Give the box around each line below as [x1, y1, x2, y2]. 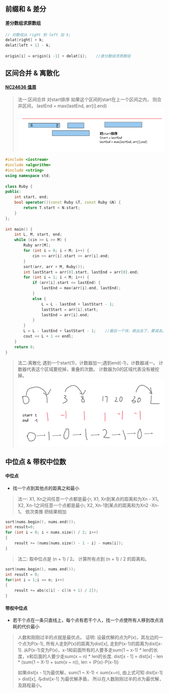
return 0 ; [14, 344, 35, 349]
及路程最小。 [17, 682, 45, 688]
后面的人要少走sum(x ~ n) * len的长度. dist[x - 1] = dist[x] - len [33, 653, 163, 659]
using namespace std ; [5, 173, 51, 178]
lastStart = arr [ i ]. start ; [41, 307, 99, 312]
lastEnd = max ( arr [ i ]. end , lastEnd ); [41, 286, 121, 291]
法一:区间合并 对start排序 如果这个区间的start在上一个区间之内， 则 [17, 96, 157, 103]
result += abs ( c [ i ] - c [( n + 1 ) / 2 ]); [14, 588, 99, 593]
